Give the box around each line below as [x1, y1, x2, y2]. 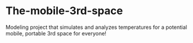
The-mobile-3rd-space [5, 4, 123, 18]
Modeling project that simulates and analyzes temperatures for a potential [5, 24, 188, 31]
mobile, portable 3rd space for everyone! [5, 29, 107, 37]
